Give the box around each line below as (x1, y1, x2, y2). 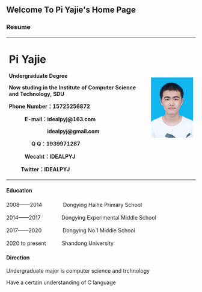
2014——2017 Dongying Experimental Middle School (6, 214, 156, 221)
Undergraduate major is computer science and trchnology (6, 267, 150, 275)
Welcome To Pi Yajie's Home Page (6, 5, 136, 15)
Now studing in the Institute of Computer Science (8, 84, 136, 91)
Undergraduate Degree (8, 72, 68, 80)
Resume (6, 23, 31, 31)
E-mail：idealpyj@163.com (25, 116, 96, 123)
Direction (6, 253, 30, 261)
